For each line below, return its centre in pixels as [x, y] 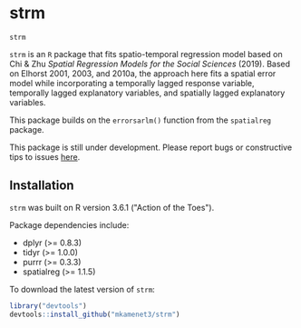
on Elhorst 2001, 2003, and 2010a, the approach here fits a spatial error [143, 73]
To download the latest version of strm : [83, 289]
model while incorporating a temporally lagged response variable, [132, 83]
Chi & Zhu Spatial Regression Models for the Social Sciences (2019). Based [150, 64]
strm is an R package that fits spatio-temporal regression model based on [146, 54]
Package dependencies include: [69, 224]
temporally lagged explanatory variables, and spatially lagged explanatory [147, 93]
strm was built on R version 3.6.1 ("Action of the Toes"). [112, 207]
